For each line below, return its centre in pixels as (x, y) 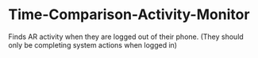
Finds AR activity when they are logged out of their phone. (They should (126, 37)
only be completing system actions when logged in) (92, 44)
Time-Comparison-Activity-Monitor (129, 15)
